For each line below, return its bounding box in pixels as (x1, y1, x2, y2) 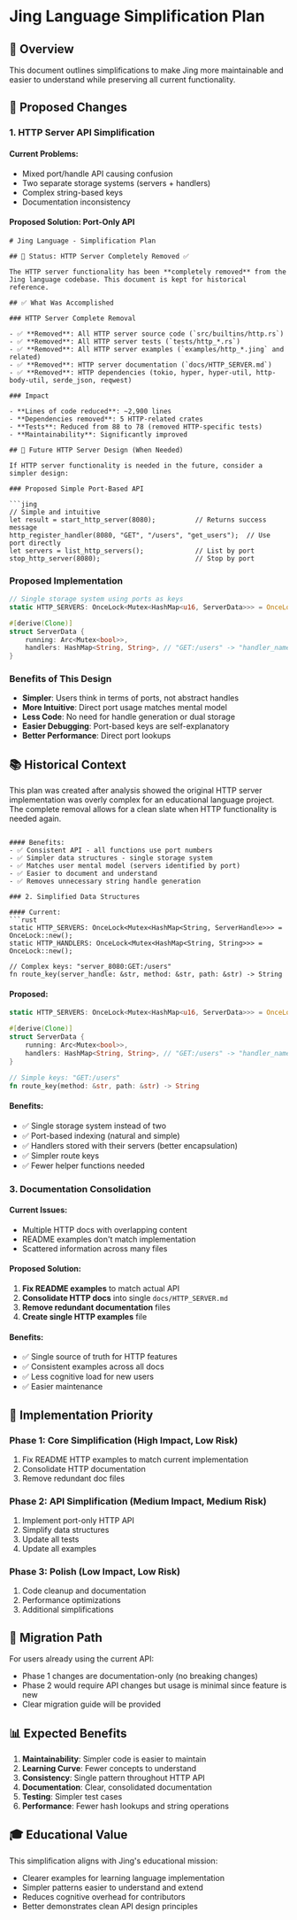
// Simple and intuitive (9, 507, 101, 516)
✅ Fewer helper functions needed (21, 1160, 146, 1171)
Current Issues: (9, 1204, 68, 1215)
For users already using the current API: (9, 1653, 155, 1664)
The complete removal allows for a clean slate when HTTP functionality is (9, 804, 277, 815)
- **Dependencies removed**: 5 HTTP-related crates (9, 414, 203, 423)
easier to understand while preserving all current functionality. (9, 74, 236, 85)
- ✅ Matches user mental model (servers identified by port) (9, 862, 241, 871)
